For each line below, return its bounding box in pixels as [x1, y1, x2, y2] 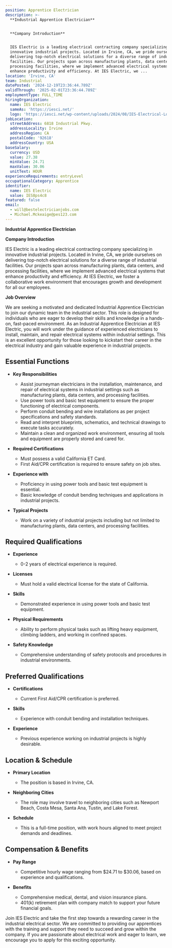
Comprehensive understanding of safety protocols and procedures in [20, 651, 167, 658]
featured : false [5, 197, 40, 203]
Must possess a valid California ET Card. [20, 455, 106, 462]
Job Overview [5, 294, 36, 300]
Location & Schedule [5, 756, 73, 764]
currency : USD [10, 150, 40, 155]
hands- [149, 315, 165, 321]
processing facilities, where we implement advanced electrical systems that [5, 268, 165, 274]
